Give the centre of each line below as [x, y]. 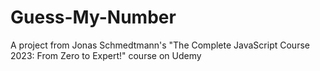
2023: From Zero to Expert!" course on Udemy [106, 55]
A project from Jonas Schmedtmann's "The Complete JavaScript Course [160, 45]
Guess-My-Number [93, 17]
